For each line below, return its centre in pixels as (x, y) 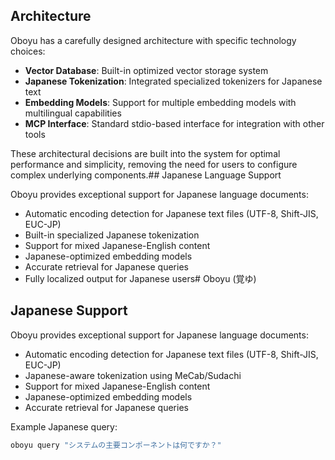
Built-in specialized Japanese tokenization (112, 235)
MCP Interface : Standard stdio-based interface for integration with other (174, 123)
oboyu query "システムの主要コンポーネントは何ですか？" (116, 445)
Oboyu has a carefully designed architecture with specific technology (153, 40)
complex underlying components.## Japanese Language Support (146, 175)
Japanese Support (69, 310)
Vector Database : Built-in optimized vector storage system (146, 70)
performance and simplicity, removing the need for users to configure (154, 164)
